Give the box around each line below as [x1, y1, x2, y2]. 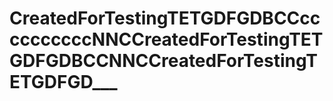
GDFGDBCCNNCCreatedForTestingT [9, 50, 318, 72]
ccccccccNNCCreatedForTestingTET [9, 28, 324, 51]
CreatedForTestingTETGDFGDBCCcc [9, 7, 321, 30]
